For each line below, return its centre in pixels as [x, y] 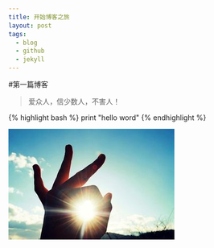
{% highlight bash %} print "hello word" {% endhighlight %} [107, 118]
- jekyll [30, 60]
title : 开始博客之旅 [39, 17]
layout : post [30, 25]
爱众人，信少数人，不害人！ [74, 101]
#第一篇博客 [28, 84]
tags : [17, 34]
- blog [27, 43]
